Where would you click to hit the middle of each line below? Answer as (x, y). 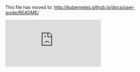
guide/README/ (22, 13)
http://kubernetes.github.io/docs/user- (94, 7)
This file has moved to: (29, 7)
